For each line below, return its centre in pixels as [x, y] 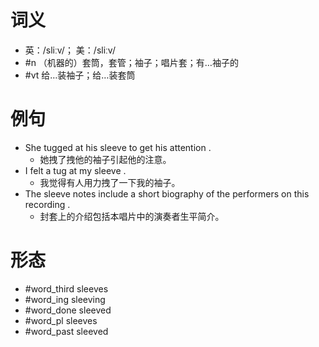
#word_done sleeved [68, 310]
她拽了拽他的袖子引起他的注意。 [105, 159]
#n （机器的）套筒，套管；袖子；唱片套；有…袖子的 [131, 62]
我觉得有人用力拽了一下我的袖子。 [110, 182]
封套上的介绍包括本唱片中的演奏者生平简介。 [132, 216]
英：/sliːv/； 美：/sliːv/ [70, 50]
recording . [47, 204]
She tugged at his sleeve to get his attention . [118, 147]
